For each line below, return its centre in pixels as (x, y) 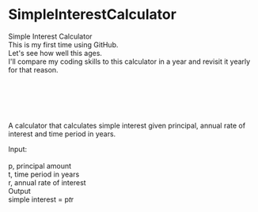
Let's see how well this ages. (55, 53)
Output (19, 191)
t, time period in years (44, 174)
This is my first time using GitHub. (63, 44)
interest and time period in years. (62, 134)
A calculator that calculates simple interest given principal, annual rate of (127, 125)
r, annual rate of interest (47, 182)
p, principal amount (40, 166)
